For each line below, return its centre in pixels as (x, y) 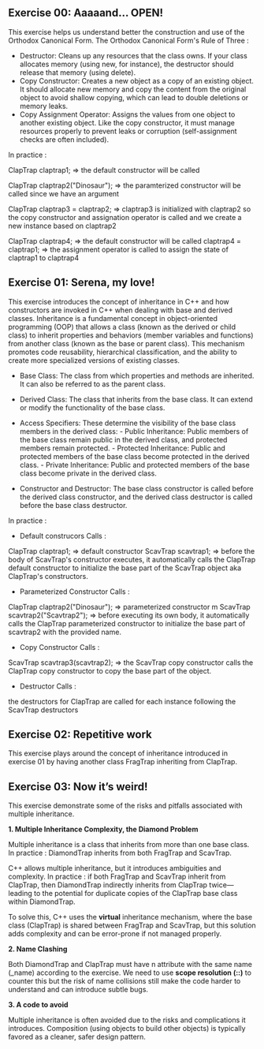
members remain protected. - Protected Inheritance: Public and (123, 448)
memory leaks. (44, 106)
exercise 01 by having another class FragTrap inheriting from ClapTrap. (123, 762)
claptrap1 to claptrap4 (44, 258)
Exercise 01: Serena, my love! (82, 283)
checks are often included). (64, 139)
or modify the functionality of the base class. (92, 407)
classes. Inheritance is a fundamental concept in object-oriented (113, 318)
